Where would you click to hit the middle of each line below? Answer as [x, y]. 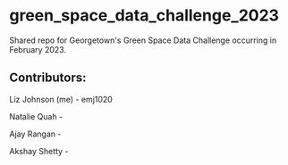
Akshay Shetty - [39, 151]
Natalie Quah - [36, 116]
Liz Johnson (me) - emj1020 [61, 99]
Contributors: [48, 78]
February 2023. [38, 49]
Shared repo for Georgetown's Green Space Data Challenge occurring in [143, 40]
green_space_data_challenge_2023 [144, 16]
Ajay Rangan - [35, 134]
